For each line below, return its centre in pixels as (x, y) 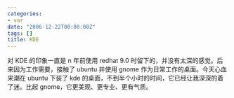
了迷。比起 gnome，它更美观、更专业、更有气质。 (80, 87)
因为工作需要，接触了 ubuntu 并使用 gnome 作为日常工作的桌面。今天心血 (120, 69)
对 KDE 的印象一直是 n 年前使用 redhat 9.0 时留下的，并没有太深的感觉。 (112, 61)
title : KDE (23, 40)
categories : (25, 14)
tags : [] (20, 33)
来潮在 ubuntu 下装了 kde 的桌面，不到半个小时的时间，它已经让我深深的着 (116, 78)
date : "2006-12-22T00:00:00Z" (52, 27)
